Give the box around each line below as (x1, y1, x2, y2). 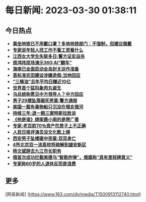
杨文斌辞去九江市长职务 (12, 148, 61, 154)
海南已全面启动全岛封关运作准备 (12, 66, 79, 72)
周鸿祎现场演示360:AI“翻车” (12, 60, 72, 66)
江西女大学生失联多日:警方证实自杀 (12, 54, 85, 59)
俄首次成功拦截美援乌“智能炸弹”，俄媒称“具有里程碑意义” (12, 155, 132, 160)
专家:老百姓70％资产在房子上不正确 (12, 123, 86, 129)
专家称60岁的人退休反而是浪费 (12, 161, 77, 167)
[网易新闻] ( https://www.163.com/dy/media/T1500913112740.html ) (5, 191, 141, 197)
